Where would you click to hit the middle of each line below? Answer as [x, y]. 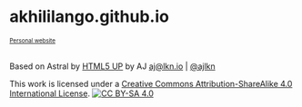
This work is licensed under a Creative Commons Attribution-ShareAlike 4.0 [151, 83]
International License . [50, 93]
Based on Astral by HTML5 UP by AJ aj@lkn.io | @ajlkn [112, 66]
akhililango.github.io [90, 17]
